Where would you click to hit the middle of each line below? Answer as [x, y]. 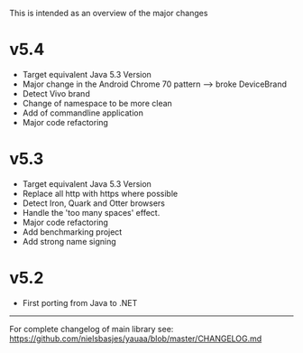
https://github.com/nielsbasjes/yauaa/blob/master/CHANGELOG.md [136, 339]
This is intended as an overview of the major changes [109, 13]
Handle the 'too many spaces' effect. [91, 212]
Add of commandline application [83, 113]
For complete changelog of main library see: [92, 329]
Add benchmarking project [72, 232]
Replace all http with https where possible [100, 193]
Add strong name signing [69, 241]
